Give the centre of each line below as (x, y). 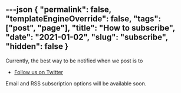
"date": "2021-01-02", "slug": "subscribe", (87, 37)
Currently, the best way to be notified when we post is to (74, 61)
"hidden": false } (37, 46)
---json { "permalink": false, (58, 10)
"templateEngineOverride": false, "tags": (83, 19)
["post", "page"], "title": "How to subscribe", (90, 28)
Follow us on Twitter (38, 72)
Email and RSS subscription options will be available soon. (76, 83)
